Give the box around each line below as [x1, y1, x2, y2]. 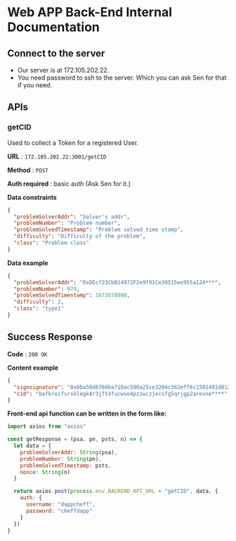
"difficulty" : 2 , [13, 299, 65, 306]
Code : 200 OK [7, 349, 48, 358]
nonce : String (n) [20, 468, 71, 475]
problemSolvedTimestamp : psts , [20, 462, 112, 469]
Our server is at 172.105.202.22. [17, 66, 110, 74]
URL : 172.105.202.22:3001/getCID [7, 152, 107, 161]
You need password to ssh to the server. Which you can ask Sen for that [17, 73, 227, 82]
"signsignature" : [13, 383, 65, 391]
